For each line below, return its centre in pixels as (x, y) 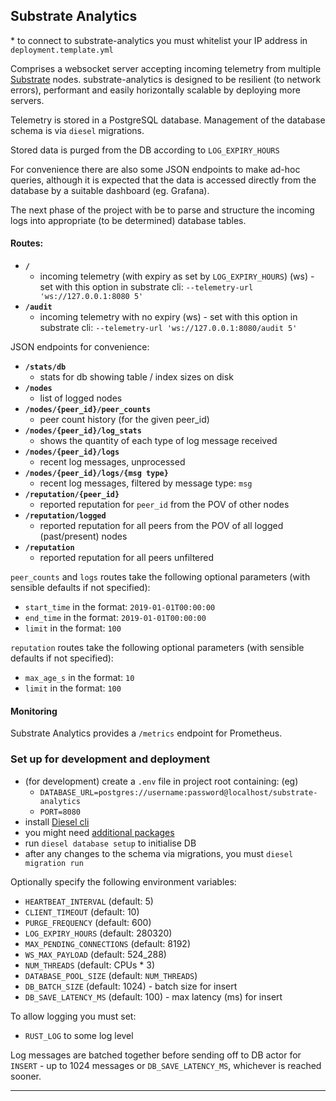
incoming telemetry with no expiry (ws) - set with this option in (168, 317)
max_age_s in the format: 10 (79, 678)
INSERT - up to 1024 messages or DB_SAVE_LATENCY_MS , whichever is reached (166, 1065)
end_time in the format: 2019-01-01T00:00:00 (115, 618)
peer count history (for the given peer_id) (124, 420)
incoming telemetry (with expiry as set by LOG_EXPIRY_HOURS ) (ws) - (177, 276)
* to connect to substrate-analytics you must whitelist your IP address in (159, 40)
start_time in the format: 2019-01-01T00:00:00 (120, 607)
